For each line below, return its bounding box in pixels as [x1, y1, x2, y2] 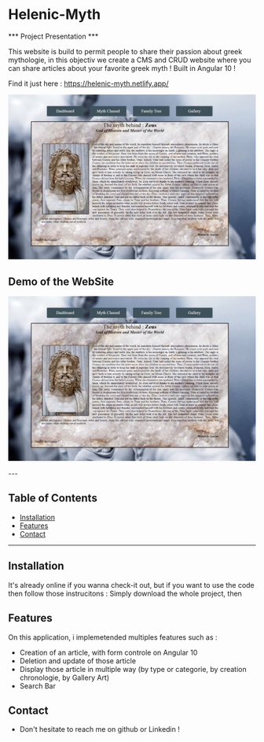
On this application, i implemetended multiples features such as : [8, 632, 218, 642]
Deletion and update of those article [19, 655, 136, 666]
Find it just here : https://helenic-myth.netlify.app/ [8, 79, 169, 88]
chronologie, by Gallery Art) [19, 673, 110, 682]
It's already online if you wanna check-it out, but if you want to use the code [8, 580, 255, 589]
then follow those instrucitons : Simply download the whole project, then [8, 589, 242, 598]
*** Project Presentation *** [8, 31, 99, 41]
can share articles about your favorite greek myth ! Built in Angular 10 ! [8, 63, 236, 72]
